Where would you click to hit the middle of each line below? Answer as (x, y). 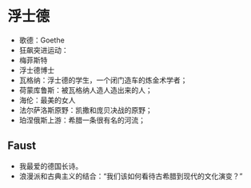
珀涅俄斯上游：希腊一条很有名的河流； (82, 120)
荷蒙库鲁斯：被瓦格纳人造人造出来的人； (86, 90)
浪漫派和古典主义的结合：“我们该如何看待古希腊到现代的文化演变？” (131, 176)
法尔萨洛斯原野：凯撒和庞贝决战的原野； (86, 110)
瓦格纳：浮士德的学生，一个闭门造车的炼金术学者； (103, 80)
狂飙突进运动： (44, 50)
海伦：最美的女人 (47, 100)
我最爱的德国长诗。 (51, 166)
